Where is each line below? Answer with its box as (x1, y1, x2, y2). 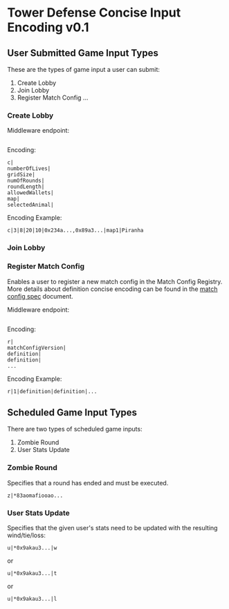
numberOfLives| (7, 165, 51, 172)
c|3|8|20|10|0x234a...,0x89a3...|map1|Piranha (7, 227, 144, 234)
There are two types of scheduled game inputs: (7, 425, 143, 433)
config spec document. (7, 292, 74, 300)
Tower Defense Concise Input (7, 5, 181, 21)
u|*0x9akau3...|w (7, 544, 57, 551)
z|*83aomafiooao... (7, 492, 64, 499)
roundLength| (7, 183, 45, 191)
